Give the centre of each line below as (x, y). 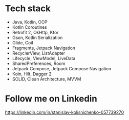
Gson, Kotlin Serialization (37, 38)
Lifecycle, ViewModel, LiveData (44, 58)
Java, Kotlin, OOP (30, 22)
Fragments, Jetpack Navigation (44, 48)
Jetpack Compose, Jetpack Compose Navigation (62, 68)
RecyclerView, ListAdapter (39, 53)
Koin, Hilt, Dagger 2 (32, 74)
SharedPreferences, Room (39, 63)
